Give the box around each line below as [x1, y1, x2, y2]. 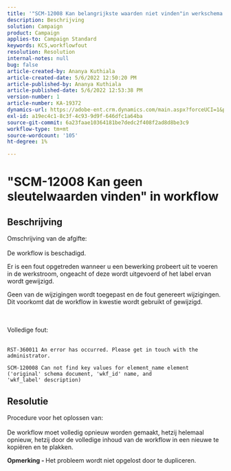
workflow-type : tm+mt [7, 126, 69, 132]
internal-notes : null [7, 55, 69, 62]
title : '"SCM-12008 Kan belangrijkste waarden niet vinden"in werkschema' [7, 10, 226, 17]
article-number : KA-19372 [7, 100, 81, 107]
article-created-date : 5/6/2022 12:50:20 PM [7, 74, 137, 81]
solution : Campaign [7, 23, 63, 30]
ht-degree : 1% [7, 139, 48, 146]
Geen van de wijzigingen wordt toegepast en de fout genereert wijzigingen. [7, 290, 221, 299]
